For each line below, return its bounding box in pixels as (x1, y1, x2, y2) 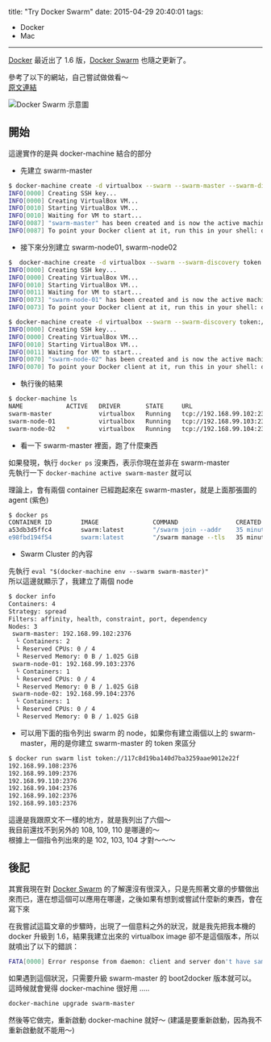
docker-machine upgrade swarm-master (8, 999, 135, 1007)
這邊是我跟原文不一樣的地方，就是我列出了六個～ (8, 815, 171, 825)
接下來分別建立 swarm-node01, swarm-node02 (19, 242, 177, 252)
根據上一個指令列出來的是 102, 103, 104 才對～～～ (8, 835, 176, 845)
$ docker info (8, 592, 56, 601)
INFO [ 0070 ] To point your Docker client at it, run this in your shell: (8, 363, 258, 371)
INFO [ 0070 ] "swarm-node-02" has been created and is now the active (8, 355, 244, 364)
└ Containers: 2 (15, 638, 70, 646)
